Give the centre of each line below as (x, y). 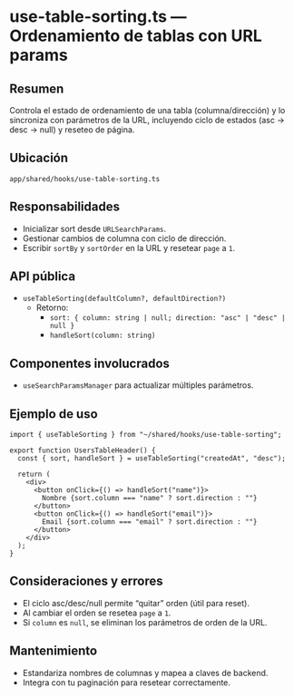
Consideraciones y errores (86, 581)
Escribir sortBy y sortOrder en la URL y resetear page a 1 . (129, 247)
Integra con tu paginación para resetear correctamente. (127, 682)
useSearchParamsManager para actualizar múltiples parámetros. (138, 385)
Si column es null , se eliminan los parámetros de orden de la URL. (145, 622)
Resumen (37, 88)
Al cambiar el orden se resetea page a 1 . (97, 613)
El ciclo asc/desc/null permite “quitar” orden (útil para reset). (136, 603)
